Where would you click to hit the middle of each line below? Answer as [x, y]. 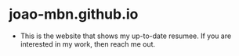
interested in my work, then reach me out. [88, 44]
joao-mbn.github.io [74, 14]
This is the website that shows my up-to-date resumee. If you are [126, 36]
